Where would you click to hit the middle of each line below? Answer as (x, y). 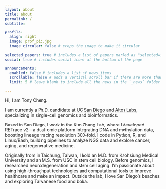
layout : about (20, 10)
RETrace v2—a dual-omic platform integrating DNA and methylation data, (80, 130)
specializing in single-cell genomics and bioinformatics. (62, 115)
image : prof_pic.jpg (31, 42)
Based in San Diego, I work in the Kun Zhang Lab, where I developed (75, 125)
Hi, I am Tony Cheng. (26, 100)
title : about (19, 14)
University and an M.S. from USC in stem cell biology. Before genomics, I (79, 160)
